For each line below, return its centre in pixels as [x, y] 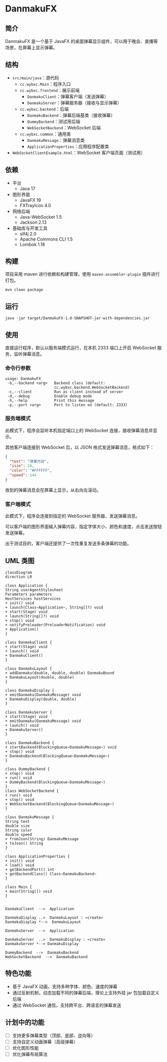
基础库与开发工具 [30, 228]
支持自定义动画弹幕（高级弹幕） [45, 1042]
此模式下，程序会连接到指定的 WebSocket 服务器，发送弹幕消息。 [73, 516]
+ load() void [20, 865]
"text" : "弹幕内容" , [29, 461]
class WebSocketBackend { [32, 791]
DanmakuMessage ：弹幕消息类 [56, 140]
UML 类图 [20, 560]
